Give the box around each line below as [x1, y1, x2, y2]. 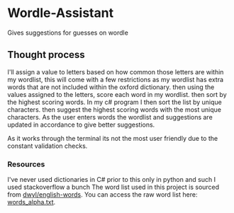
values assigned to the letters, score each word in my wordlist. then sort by [7, 90, 227, 98]
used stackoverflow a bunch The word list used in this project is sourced [7, 183, 220, 192]
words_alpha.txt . [7, 198, 56, 207]
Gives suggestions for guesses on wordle [7, 28, 129, 37]
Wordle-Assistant [7, 5, 114, 21]
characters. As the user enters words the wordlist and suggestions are [7, 113, 213, 121]
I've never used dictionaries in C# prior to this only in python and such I [7, 175, 216, 184]
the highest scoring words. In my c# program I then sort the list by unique [7, 98, 222, 106]
